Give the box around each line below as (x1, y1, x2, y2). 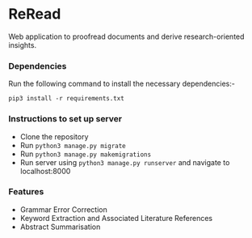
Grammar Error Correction (19, 204, 107, 215)
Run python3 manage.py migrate (19, 140, 127, 150)
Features (8, 186, 44, 198)
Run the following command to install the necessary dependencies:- (8, 79, 236, 89)
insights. (8, 40, 37, 49)
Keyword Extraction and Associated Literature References (19, 213, 212, 223)
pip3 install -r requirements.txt (8, 95, 125, 103)
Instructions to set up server (8, 113, 123, 125)
